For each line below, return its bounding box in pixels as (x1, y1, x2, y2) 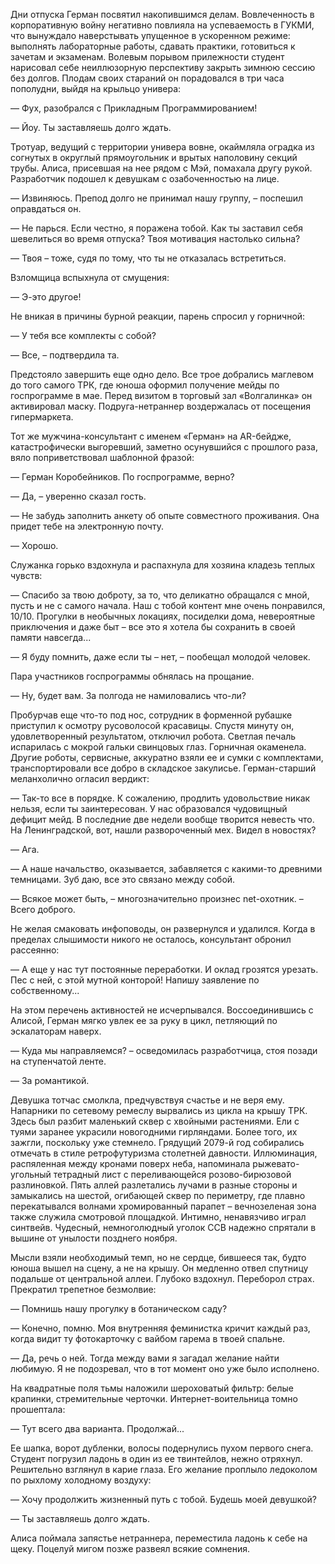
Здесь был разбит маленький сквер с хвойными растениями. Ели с (10, 1115, 300, 1127)
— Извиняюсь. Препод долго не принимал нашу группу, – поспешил (10, 192, 304, 204)
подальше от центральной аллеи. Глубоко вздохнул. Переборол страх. (10, 1273, 315, 1284)
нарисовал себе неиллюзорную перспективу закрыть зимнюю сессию (10, 62, 316, 73)
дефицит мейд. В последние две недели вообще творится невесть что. (10, 814, 315, 825)
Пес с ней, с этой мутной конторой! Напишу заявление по (10, 974, 260, 986)
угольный (10, 1169, 52, 1180)
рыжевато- (252, 1158, 300, 1169)
